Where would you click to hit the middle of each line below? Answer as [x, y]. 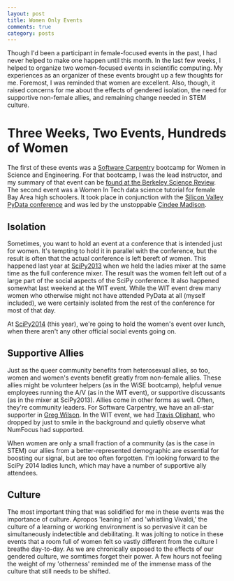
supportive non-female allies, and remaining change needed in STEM [107, 98]
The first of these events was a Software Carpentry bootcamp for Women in [116, 168]
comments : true [29, 27]
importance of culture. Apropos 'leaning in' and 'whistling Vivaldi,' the [107, 519]
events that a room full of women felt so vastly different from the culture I [112, 541]
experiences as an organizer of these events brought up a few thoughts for [115, 76]
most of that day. [31, 310]
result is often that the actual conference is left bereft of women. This [107, 258]
